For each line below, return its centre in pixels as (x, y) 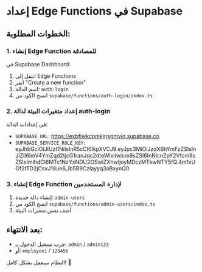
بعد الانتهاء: (24, 229)
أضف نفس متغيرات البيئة (43, 211)
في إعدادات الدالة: (27, 124)
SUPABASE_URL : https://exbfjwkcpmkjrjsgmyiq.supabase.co (87, 136)
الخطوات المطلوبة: (38, 34)
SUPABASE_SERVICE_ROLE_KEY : (50, 143)
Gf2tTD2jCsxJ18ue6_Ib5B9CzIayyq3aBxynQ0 (72, 169)
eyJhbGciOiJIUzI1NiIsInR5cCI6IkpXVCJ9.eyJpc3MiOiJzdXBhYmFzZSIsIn (106, 149)
